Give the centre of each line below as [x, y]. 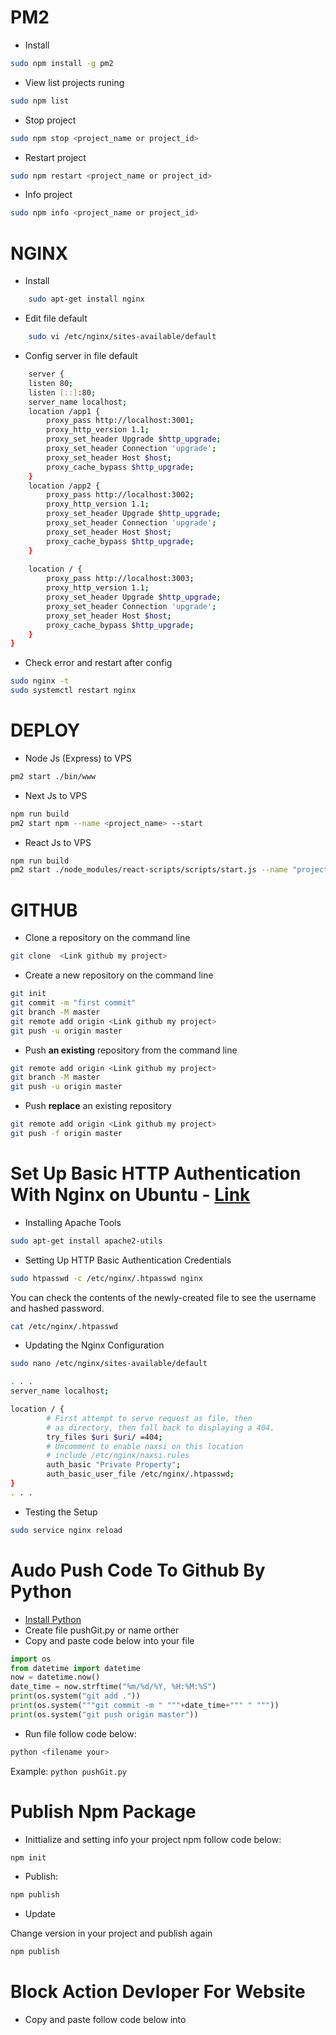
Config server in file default [81, 355]
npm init [28, 1857]
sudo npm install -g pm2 [62, 63]
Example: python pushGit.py [68, 1771]
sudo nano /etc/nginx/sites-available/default [109, 1364]
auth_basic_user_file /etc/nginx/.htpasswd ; [140, 1474]
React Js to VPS [58, 842]
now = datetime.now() [55, 1677]
